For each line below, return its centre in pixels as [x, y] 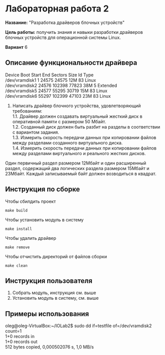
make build [16, 210]
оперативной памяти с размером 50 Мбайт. [59, 121]
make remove [17, 247]
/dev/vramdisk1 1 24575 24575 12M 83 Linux [51, 80]
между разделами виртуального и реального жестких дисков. [79, 153]
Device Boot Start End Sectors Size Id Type [49, 75]
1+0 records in [20, 337]
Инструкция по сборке [43, 189]
